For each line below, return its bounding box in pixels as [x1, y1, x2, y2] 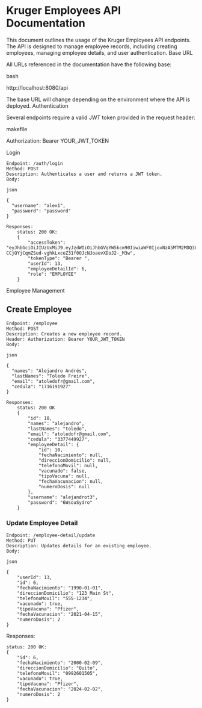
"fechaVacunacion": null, [38, 478, 103, 485]
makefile [6, 125, 28, 132]
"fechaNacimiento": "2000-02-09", [17, 660, 103, 666]
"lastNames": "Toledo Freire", [11, 373, 90, 379]
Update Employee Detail [6, 518, 78, 527]
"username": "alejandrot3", [28, 494, 98, 500]
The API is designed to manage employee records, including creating [6, 43, 177, 50]
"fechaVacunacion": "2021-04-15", [17, 612, 103, 618]
